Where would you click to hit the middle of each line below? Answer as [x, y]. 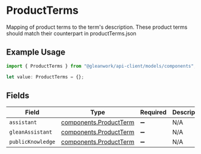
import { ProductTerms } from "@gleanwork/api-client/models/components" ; [101, 66]
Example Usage [36, 52]
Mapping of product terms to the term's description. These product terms [97, 27]
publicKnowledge [32, 142]
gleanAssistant [31, 132]
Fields [18, 96]
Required [153, 113]
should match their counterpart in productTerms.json [71, 33]
